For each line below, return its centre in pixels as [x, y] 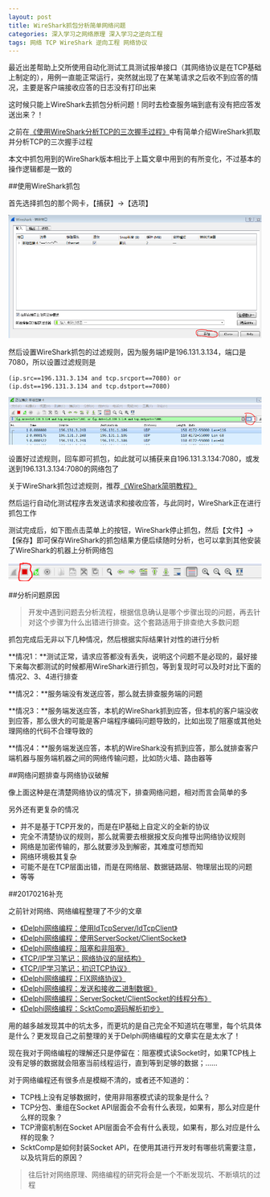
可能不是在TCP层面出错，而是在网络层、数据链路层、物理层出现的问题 [136, 866]
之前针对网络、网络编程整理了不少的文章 [75, 910]
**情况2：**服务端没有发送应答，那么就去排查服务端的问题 [106, 693]
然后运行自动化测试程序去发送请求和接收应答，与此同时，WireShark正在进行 [135, 502]
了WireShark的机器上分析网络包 [61, 550]
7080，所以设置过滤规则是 [52, 362]
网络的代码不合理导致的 [54, 731]
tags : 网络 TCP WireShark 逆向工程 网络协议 [78, 43]
